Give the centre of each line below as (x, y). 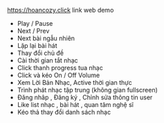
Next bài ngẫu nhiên (46, 38)
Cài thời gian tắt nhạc (47, 60)
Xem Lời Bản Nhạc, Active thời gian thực (75, 82)
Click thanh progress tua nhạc (60, 68)
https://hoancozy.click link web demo (61, 10)
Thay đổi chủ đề (40, 53)
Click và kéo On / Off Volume (58, 75)
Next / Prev (33, 31)
